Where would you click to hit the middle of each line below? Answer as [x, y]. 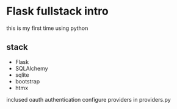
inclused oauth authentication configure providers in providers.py [88, 99]
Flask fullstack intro [57, 11]
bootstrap [27, 81]
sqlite [22, 75]
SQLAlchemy [31, 68]
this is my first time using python [47, 28]
